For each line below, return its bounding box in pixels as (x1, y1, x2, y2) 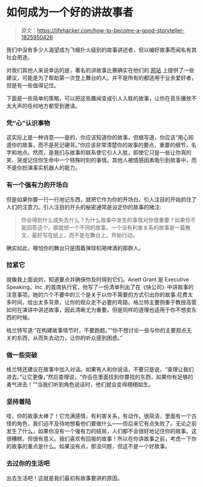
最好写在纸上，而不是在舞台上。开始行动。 (31, 231, 138, 238)
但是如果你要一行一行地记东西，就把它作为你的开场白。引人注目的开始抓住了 (6, 195, 197, 203)
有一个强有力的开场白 (6, 181, 68, 189)
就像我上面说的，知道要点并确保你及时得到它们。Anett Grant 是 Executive (6, 275, 189, 283)
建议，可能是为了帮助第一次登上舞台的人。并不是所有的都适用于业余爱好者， (6, 74, 197, 81)
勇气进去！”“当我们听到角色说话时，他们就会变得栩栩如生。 (6, 381, 154, 388)
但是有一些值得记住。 (6, 81, 59, 89)
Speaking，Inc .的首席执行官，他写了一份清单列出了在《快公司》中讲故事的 (6, 283, 194, 291)
